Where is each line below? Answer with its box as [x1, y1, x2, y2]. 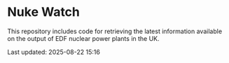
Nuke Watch [7, 4, 81, 20]
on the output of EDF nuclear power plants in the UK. [7, 34, 160, 42]
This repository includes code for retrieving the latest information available [7, 27, 223, 35]
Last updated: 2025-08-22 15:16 [7, 48, 100, 56]
